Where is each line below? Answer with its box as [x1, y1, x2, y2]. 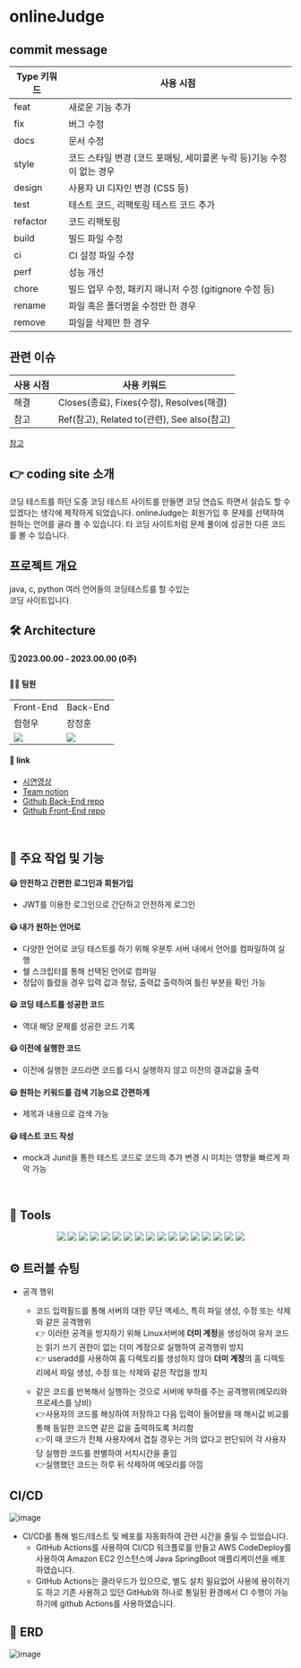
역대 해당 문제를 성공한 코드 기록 [21, 1021, 135, 1032]
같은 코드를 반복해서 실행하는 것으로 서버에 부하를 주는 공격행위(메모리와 [35, 1386, 288, 1397]
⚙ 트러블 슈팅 [9, 1260, 81, 1276]
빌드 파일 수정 [68, 233, 124, 244]
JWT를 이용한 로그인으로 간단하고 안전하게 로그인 [21, 900, 195, 910]
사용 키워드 [122, 379, 168, 391]
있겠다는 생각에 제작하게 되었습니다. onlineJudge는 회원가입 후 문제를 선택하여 [9, 507, 285, 518]
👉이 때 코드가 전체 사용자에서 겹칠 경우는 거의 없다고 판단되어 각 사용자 [35, 1434, 287, 1444]
